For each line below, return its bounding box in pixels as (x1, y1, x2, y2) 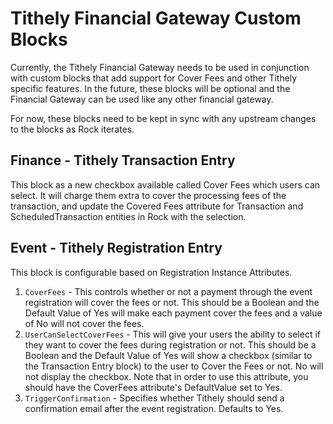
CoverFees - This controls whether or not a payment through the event (24, 285, 313, 297)
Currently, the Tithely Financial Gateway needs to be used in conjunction (10, 61, 310, 73)
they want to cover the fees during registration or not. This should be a (24, 338, 317, 351)
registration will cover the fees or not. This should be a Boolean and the (24, 296, 320, 308)
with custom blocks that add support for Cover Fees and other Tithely (10, 72, 298, 84)
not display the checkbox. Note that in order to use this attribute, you (24, 370, 309, 382)
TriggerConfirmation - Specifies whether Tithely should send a (24, 392, 285, 404)
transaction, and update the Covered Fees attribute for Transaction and (10, 200, 304, 212)
